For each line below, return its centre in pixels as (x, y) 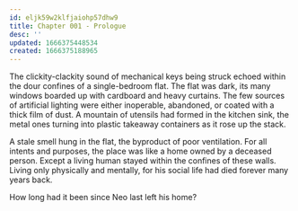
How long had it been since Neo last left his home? (103, 198)
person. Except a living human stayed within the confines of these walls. (143, 161)
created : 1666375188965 (54, 51)
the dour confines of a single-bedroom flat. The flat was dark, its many (140, 86)
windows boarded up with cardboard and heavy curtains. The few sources (147, 96)
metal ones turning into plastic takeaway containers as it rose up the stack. (148, 124)
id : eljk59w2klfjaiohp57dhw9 (64, 18)
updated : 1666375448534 (54, 43)
